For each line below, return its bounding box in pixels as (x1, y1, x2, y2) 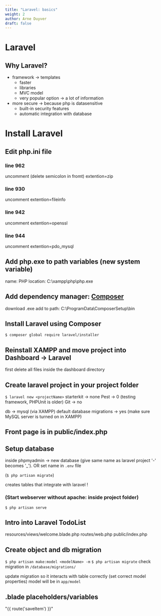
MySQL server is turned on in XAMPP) (5, 414, 82, 419)
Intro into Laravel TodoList (5, 518, 86, 527)
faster (19, 79, 32, 86)
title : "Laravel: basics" (5, 7, 58, 12)
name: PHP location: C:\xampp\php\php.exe (5, 278, 94, 284)
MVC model (19, 90, 43, 96)
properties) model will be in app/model (5, 579, 81, 585)
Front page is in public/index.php (5, 428, 108, 436)
